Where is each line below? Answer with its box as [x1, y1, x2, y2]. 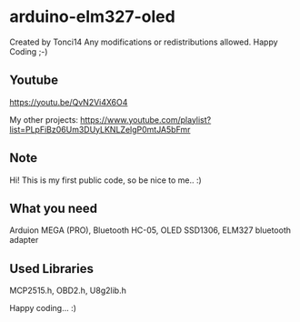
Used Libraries [9, 261, 94, 277]
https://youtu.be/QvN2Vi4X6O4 [9, 96, 128, 107]
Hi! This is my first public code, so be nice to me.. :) [9, 175, 202, 186]
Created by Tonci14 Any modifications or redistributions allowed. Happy [9, 36, 279, 47]
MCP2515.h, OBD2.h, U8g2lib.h [9, 285, 127, 297]
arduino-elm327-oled [9, 6, 175, 27]
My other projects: [9, 114, 79, 125]
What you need [9, 200, 98, 216]
